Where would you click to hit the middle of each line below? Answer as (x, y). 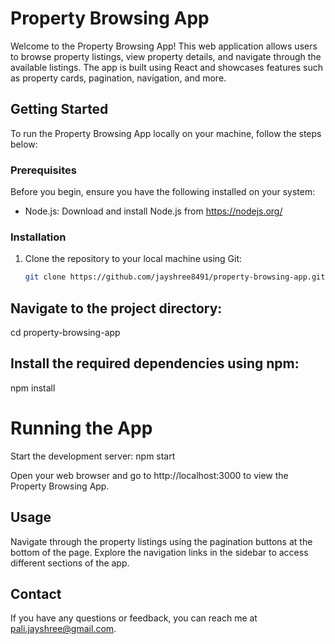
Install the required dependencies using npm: (155, 363)
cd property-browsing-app (65, 333)
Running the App (81, 428)
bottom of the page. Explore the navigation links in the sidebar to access (159, 552)
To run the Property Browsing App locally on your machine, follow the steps (166, 133)
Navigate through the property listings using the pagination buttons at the (161, 541)
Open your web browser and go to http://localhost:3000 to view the (149, 475)
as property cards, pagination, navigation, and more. (118, 78)
